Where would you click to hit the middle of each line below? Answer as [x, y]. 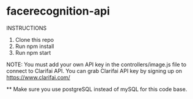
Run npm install [35, 46]
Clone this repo [34, 39]
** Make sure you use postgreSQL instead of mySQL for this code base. [97, 89]
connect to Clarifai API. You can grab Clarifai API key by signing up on [94, 70]
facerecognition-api [58, 11]
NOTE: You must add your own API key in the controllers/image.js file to [96, 64]
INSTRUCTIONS [27, 28]
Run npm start [33, 52]
